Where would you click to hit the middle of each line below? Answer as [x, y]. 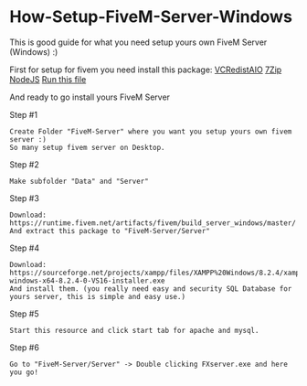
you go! [24, 372]
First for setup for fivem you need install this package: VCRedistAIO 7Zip [146, 70]
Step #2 [24, 164]
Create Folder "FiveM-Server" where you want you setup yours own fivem [151, 131]
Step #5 [24, 314]
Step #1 [24, 114]
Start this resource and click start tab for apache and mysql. [134, 330]
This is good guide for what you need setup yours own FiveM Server [138, 42]
